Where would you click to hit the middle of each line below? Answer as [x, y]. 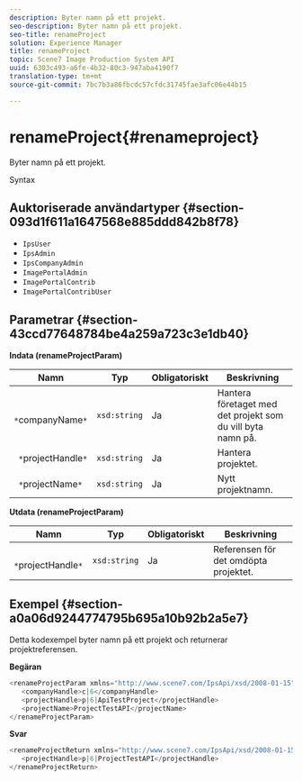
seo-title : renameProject [58, 34]
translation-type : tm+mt [56, 77]
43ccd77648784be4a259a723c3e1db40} [129, 334]
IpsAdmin [39, 254]
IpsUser [36, 244]
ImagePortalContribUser [67, 292]
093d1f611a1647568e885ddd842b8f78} [124, 222]
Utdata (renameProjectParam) [67, 512]
